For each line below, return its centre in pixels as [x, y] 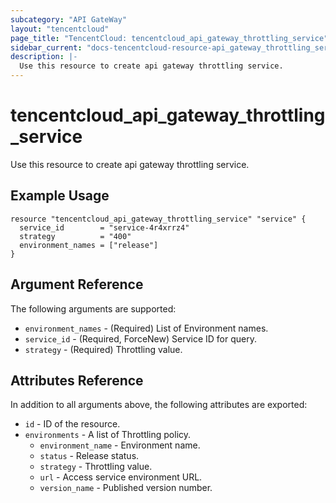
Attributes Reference [77, 380]
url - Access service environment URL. [121, 477]
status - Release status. [89, 456]
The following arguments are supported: [93, 308]
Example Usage [60, 196]
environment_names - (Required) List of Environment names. [146, 328]
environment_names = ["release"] [89, 245]
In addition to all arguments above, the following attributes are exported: [159, 405]
